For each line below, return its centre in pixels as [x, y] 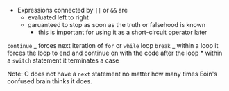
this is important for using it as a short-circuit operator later [122, 32]
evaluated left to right [58, 17]
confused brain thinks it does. [50, 81]
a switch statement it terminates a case [63, 60]
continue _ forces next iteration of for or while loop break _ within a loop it [113, 45]
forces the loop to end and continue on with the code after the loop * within [115, 53]
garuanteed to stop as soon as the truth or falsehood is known [117, 25]
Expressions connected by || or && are [73, 10]
